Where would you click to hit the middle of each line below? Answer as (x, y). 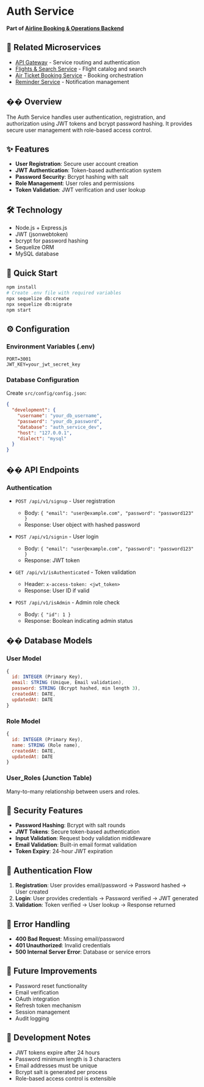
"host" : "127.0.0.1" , (45, 433)
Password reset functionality (51, 986)
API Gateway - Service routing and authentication (78, 62)
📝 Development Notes (49, 1038)
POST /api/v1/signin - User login (57, 536)
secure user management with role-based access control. (79, 130)
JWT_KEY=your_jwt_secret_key (43, 365)
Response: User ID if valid (57, 590)
